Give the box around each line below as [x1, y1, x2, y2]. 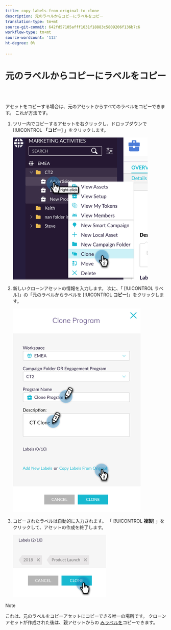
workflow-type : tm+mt [5, 30, 52, 35]
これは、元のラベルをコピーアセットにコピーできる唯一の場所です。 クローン [5, 613, 166, 619]
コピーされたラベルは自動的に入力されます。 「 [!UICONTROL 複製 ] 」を [12, 518, 165, 524]
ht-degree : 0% [5, 41, 36, 46]
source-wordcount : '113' [5, 35, 58, 40]
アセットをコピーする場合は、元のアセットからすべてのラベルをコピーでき [5, 103, 161, 109]
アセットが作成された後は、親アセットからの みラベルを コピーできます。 [5, 619, 158, 625]
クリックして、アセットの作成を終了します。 [12, 524, 106, 530]
